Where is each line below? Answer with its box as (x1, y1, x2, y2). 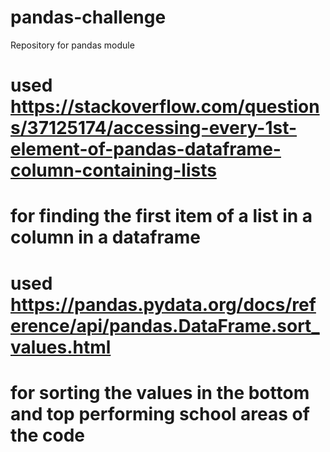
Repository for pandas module (10, 39, 135, 51)
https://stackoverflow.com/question (10, 96, 320, 118)
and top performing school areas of (10, 402, 310, 425)
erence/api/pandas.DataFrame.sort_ (10, 314, 320, 337)
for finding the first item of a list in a (10, 205, 313, 228)
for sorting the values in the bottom (10, 381, 310, 404)
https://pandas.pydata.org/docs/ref (10, 293, 317, 316)
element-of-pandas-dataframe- (10, 138, 282, 161)
